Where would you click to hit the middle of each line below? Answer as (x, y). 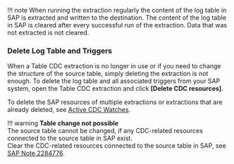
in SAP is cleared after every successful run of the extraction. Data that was (117, 25)
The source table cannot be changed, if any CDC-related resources (105, 131)
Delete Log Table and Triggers (60, 51)
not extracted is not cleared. (48, 32)
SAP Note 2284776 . (36, 153)
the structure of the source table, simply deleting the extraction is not (108, 74)
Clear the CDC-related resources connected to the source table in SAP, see (117, 146)
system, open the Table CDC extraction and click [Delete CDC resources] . (115, 89)
